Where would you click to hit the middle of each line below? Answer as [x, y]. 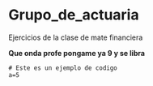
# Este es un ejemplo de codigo [63, 68]
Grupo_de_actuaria [74, 15]
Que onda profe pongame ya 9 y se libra [77, 53]
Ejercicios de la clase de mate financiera [76, 37]
